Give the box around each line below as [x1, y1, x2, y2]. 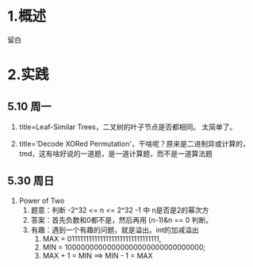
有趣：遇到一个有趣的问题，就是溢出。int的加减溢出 [30, 225, 199, 235]
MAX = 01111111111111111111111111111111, [42, 234, 162, 243]
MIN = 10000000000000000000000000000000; [42, 242, 206, 252]
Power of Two [18, 196, 65, 205]
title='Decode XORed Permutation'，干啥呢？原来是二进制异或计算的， [18, 139, 251, 148]
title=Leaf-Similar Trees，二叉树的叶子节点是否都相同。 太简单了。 [18, 122, 237, 132]
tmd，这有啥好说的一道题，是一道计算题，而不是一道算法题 [18, 148, 213, 158]
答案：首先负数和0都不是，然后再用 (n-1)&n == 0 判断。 [30, 215, 213, 224]
